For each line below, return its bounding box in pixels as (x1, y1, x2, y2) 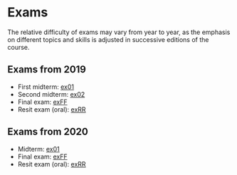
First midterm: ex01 (17, 83, 75, 91)
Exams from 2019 (7, 63, 87, 75)
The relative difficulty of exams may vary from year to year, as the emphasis (7, 28, 231, 36)
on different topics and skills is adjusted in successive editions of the (7, 35, 209, 43)
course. (7, 43, 30, 51)
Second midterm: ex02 (17, 90, 85, 98)
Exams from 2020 (7, 126, 89, 138)
